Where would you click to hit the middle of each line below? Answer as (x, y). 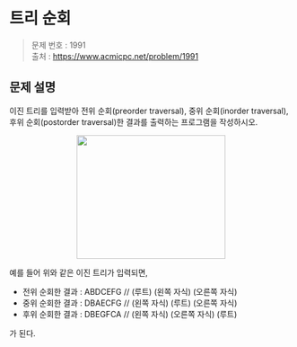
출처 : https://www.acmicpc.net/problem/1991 (115, 56)
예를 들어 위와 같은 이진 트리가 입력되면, (79, 272)
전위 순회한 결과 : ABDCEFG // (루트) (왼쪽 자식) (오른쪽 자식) (130, 291)
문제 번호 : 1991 (58, 45)
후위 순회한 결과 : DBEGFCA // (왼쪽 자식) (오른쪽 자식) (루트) (130, 314)
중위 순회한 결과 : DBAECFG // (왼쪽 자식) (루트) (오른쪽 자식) (130, 303)
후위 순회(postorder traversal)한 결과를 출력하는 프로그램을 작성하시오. (134, 121)
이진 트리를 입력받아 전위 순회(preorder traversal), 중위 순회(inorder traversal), (149, 111)
